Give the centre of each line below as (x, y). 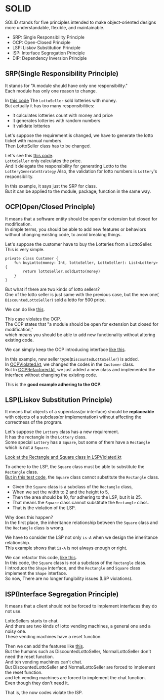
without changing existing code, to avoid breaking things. (63, 234)
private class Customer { (32, 258)
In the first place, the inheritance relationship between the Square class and (82, 523)
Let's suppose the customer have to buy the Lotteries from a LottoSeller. (79, 244)
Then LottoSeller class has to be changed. (48, 146)
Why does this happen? (29, 518)
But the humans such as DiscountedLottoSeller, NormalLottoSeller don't (78, 652)
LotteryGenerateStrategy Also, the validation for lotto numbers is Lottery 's (81, 171)
